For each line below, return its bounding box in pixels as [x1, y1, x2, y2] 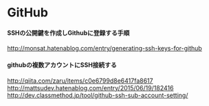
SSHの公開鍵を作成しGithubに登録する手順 [7, 29, 130, 37]
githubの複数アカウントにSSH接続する [7, 60, 117, 69]
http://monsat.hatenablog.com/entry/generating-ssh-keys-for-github [7, 44, 203, 53]
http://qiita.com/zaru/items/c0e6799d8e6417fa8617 [7, 77, 153, 85]
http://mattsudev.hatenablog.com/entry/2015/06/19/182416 [7, 83, 174, 92]
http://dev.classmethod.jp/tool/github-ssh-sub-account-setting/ [7, 91, 188, 99]
